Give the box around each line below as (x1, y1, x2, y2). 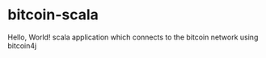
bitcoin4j (7, 40, 37, 50)
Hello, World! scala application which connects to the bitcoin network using (7, 32, 259, 42)
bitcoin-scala (7, 6, 99, 24)
